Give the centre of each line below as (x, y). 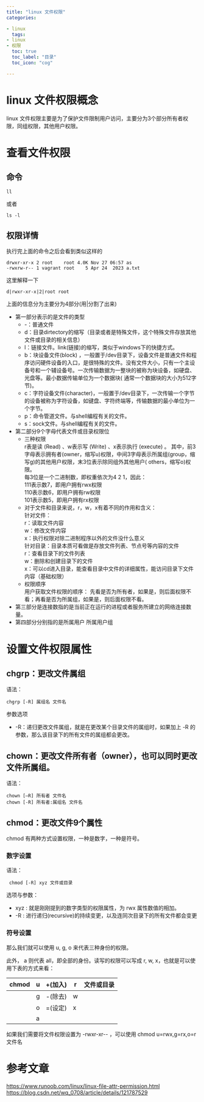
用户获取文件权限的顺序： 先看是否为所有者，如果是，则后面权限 (105, 592)
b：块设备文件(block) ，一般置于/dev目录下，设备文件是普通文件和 (108, 355)
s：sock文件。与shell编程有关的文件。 (72, 424)
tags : (19, 34)
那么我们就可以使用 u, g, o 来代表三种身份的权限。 (69, 948)
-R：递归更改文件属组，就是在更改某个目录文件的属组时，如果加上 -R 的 (105, 727)
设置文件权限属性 (49, 649)
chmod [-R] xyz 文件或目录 (41, 883)
